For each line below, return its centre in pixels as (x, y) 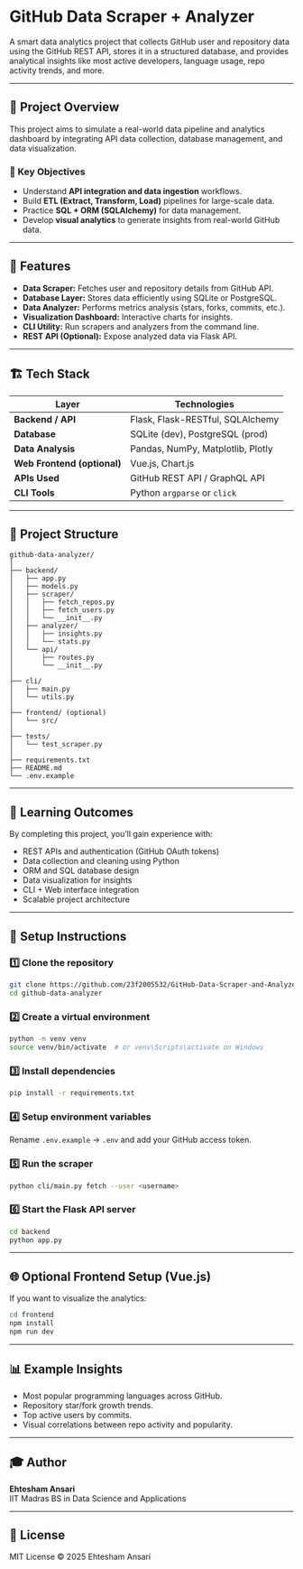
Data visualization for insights (77, 880)
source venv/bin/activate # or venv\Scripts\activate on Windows (137, 1047)
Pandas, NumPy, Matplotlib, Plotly (202, 449)
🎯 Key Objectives (47, 172)
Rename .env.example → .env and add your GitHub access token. (131, 1140)
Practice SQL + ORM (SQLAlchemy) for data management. (132, 210)
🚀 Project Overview (64, 107)
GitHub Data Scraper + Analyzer (132, 17)
